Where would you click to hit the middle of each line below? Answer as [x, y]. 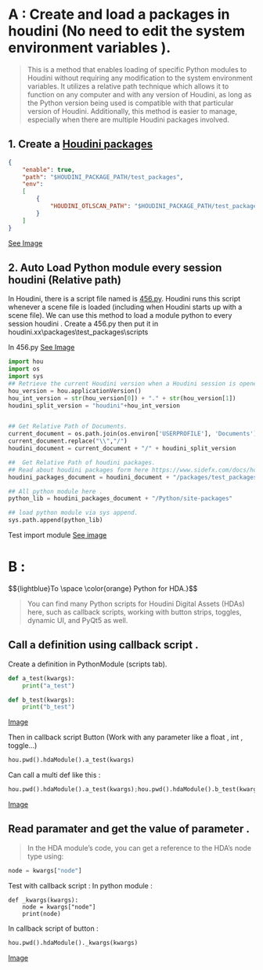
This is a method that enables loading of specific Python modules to [137, 69]
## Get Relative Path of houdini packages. [82, 462]
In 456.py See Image [41, 348]
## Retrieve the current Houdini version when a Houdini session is [122, 383]
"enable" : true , [49, 170]
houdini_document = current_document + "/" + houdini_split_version [122, 449]
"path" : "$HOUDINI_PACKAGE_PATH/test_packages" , [103, 177]
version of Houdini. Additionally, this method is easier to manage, [132, 111]
